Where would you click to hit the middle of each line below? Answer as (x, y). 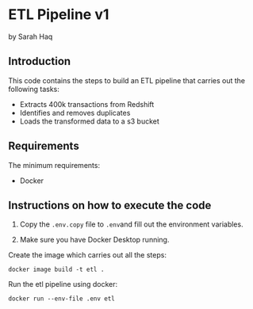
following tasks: (34, 89)
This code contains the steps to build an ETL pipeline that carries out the (127, 80)
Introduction (40, 61)
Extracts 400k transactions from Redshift (87, 104)
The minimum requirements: (54, 165)
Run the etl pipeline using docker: (63, 284)
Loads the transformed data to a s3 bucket (90, 121)
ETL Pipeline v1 (59, 15)
